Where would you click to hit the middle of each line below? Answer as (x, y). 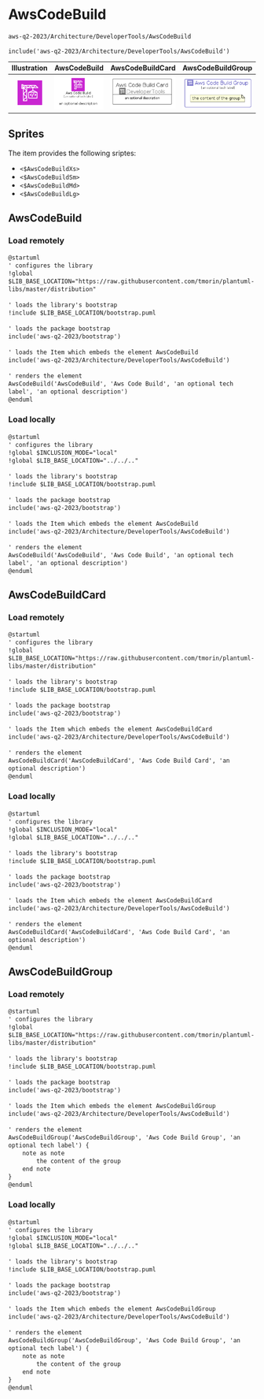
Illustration (30, 68)
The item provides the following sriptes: (72, 153)
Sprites (26, 134)
